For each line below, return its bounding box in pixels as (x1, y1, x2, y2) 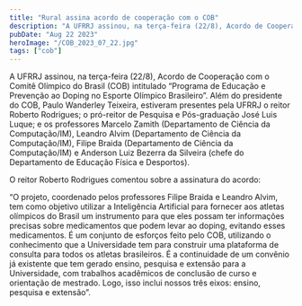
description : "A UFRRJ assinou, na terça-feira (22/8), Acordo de (9, 22, 263, 31)
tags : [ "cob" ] (9, 47, 63, 56)
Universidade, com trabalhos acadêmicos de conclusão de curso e (9, 268, 257, 279)
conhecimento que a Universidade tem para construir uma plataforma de (9, 240, 280, 250)
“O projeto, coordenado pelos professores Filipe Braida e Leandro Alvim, (9, 192, 279, 203)
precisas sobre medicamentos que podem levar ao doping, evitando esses (9, 221, 286, 232)
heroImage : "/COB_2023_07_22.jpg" (9, 38, 139, 48)
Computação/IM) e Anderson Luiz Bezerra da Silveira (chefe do (9, 147, 244, 158)
